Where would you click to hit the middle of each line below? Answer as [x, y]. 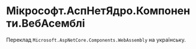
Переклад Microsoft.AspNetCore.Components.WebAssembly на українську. [96, 40]
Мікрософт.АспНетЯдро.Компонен [98, 11]
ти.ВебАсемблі [46, 23]
